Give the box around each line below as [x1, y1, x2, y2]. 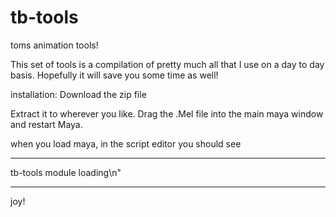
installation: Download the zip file [10, 88, 147, 100]
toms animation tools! [10, 39, 99, 51]
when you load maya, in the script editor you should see [10, 137, 242, 150]
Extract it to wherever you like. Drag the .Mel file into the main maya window [10, 107, 324, 120]
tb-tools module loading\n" [10, 166, 122, 178]
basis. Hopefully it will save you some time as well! [10, 69, 219, 81]
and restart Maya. [10, 118, 83, 130]
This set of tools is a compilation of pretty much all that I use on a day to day [10, 58, 325, 70]
